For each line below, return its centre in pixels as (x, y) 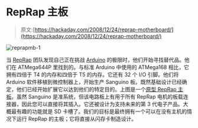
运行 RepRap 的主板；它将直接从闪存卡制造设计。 (77, 119)
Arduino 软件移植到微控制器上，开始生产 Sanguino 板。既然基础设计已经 (94, 82)
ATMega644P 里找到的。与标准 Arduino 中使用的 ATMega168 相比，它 (103, 67)
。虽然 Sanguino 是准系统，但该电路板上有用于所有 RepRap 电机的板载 (97, 96)
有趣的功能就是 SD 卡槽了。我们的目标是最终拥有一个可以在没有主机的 (102, 111)
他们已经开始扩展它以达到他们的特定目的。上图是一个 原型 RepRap (96, 89)
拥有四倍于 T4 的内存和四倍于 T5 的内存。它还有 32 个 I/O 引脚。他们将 (92, 74)
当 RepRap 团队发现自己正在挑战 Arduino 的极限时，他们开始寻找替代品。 (95, 60)
